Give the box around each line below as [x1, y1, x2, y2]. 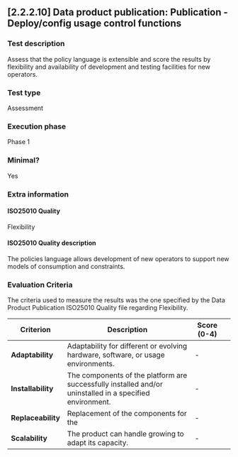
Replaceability [11, 413, 60, 423]
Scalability [11, 434, 47, 444]
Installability [11, 384, 54, 394]
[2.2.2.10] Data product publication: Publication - [7, 6, 228, 18]
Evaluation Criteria [7, 280, 73, 290]
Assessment [7, 104, 44, 112]
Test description [7, 39, 65, 49]
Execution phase [7, 121, 67, 131]
